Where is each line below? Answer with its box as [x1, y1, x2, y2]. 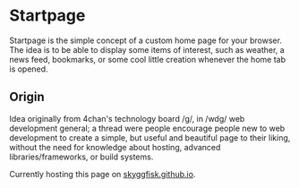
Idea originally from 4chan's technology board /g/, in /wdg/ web [9, 113, 245, 124]
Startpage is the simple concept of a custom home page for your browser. [9, 35, 282, 46]
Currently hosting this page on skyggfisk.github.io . [9, 168, 196, 179]
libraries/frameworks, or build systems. [9, 151, 154, 162]
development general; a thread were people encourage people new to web [9, 123, 286, 133]
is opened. [9, 64, 48, 74]
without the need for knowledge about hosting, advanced [9, 141, 221, 152]
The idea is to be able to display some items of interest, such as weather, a [9, 44, 285, 55]
